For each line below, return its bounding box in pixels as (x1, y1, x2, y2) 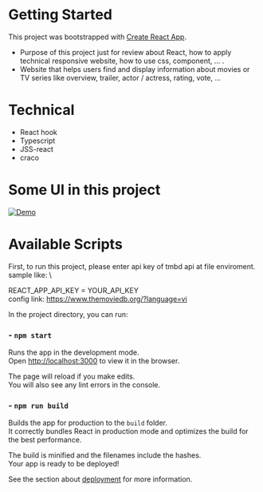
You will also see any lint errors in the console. (8, 380, 161, 390)
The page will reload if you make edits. (8, 371, 135, 381)
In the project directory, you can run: (8, 309, 128, 319)
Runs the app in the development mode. (8, 347, 139, 357)
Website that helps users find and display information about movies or (19, 64, 250, 73)
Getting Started (8, 6, 113, 24)
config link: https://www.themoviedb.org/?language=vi (8, 294, 187, 304)
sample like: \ (8, 270, 52, 280)
